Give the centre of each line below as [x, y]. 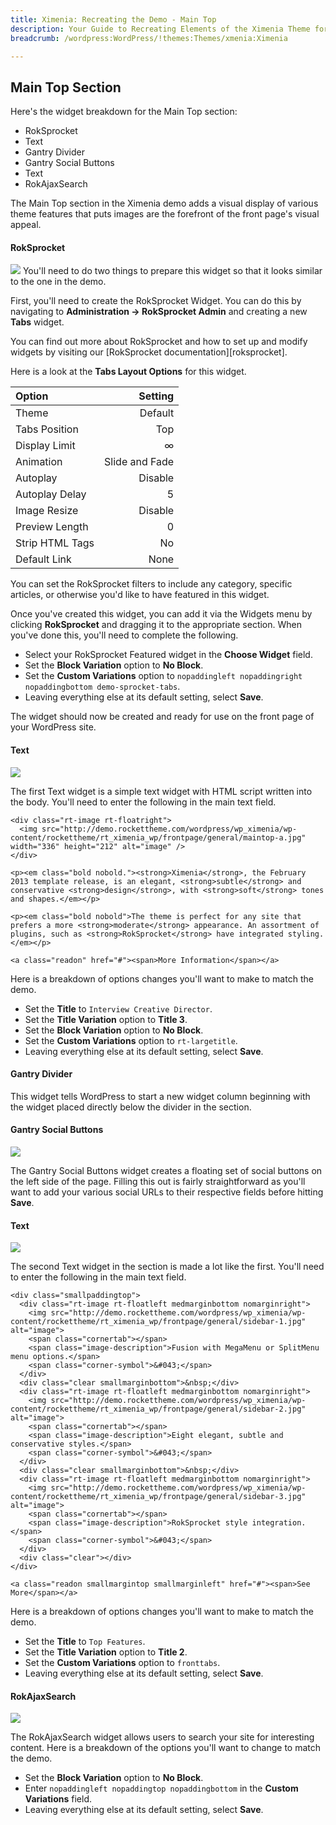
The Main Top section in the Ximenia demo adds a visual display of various [164, 203]
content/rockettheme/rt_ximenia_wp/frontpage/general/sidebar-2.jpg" [158, 1409]
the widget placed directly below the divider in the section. [131, 1107]
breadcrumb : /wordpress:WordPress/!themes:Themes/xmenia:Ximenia [149, 38]
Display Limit [45, 446]
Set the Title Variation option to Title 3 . [106, 1019]
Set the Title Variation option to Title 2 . [106, 1652]
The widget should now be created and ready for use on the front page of [162, 717]
